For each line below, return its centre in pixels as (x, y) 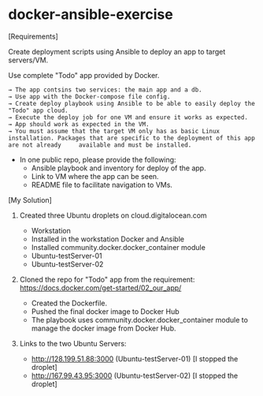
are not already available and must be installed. (100, 145)
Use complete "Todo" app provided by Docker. (84, 75)
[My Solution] (30, 200)
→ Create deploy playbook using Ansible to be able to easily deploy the (132, 103)
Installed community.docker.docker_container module (119, 247)
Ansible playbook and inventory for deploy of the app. (119, 168)
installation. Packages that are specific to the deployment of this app (132, 138)
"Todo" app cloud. (38, 110)
